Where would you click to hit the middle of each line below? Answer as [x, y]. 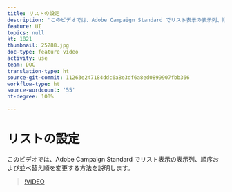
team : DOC [21, 65]
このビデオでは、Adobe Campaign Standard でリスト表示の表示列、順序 [110, 159]
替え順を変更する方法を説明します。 [82, 168]
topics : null [26, 33]
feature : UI [24, 26]
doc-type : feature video [43, 52]
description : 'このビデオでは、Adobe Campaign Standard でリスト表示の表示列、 [115, 20]
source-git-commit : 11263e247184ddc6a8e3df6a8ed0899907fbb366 [98, 77]
